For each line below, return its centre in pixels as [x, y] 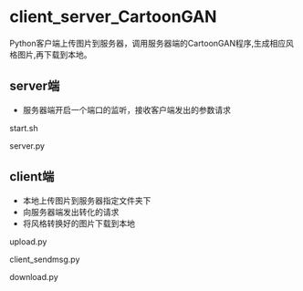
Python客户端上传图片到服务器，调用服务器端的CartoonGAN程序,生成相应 [147, 43]
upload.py [28, 241]
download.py [34, 276]
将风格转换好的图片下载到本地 [78, 223]
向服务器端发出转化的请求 [71, 212]
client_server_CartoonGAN [113, 17]
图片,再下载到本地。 [55, 54]
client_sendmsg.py [45, 259]
